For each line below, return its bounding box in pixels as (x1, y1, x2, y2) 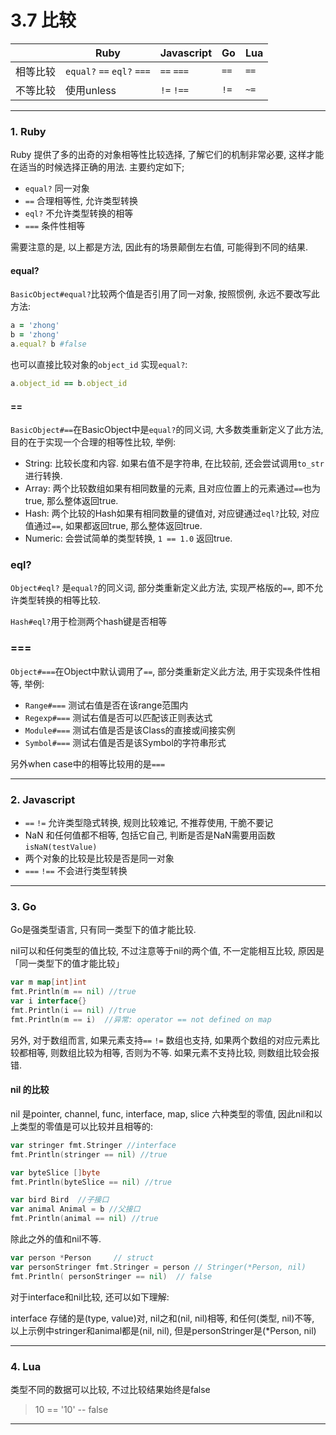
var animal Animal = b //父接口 (10, 1204, 141, 1215)
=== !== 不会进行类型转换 (24, 865, 128, 877)
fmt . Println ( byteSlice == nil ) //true (10, 1177, 172, 1187)
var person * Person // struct (10, 1253, 155, 1263)
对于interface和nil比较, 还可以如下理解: (10, 1291, 170, 1303)
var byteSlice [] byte (10, 1167, 101, 1178)
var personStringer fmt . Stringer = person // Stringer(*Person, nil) (10, 1262, 307, 1272)
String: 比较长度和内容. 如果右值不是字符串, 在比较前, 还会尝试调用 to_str (24, 457, 325, 470)
